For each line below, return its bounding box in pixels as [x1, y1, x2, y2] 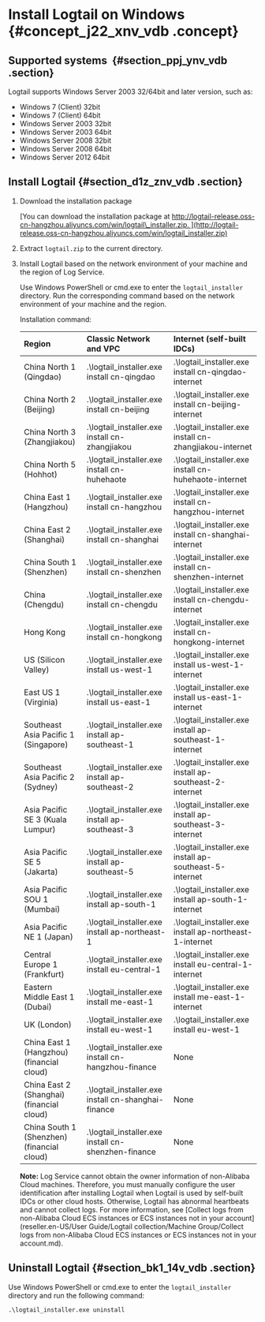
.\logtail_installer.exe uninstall [8, 1305, 125, 1314]
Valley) [23, 664, 50, 675]
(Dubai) [23, 1001, 53, 1012]
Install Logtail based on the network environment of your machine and [19, 259, 248, 268]
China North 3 [23, 426, 77, 437]
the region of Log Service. [19, 267, 105, 277]
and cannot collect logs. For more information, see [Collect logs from [19, 1204, 244, 1214]
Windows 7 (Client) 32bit [19, 103, 101, 111]
